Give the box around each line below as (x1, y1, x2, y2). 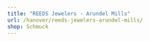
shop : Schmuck (7, 23, 49, 30)
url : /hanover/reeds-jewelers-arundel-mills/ (7, 17, 143, 24)
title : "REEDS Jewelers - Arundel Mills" (7, 10, 131, 17)
